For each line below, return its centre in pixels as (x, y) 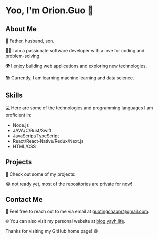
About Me (21, 29)
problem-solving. (23, 56)
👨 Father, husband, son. (30, 41)
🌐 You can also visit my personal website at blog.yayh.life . (65, 221)
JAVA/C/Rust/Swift (32, 130)
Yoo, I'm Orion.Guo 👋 (49, 10)
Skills (14, 96)
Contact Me (24, 200)
